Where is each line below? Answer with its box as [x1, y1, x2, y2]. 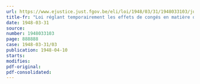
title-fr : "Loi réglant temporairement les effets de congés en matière [6, 14, 190, 20]
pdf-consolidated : [6, 69, 52, 75]
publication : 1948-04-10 [6, 47, 68, 53]
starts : [6, 53, 26, 59]
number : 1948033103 [6, 31, 55, 37]
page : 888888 [6, 36, 39, 42]
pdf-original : [6, 63, 42, 70]
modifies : [6, 58, 31, 64]
